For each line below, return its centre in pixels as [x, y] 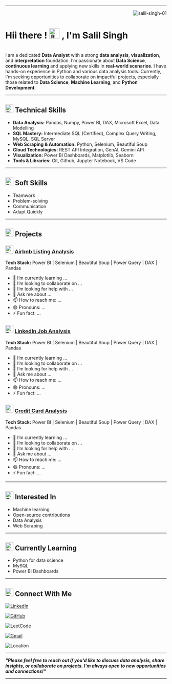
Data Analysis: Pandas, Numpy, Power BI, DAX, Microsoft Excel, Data [86, 122]
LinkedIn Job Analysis [42, 332]
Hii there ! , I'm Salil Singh [67, 36]
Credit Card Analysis [41, 411]
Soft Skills [31, 183]
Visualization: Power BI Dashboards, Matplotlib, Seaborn [73, 155]
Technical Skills [40, 110]
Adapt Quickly [28, 212]
